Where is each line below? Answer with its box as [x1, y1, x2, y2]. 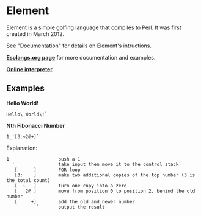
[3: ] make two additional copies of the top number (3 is [14, 172, 196, 178]
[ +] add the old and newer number [14, 198, 136, 204]
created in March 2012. [6, 30, 65, 37]
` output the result [36, 204, 105, 210]
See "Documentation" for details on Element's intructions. [6, 42, 152, 49]
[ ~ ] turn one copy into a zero [14, 183, 127, 189]
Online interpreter [6, 65, 53, 73]
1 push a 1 [6, 156, 81, 162]
